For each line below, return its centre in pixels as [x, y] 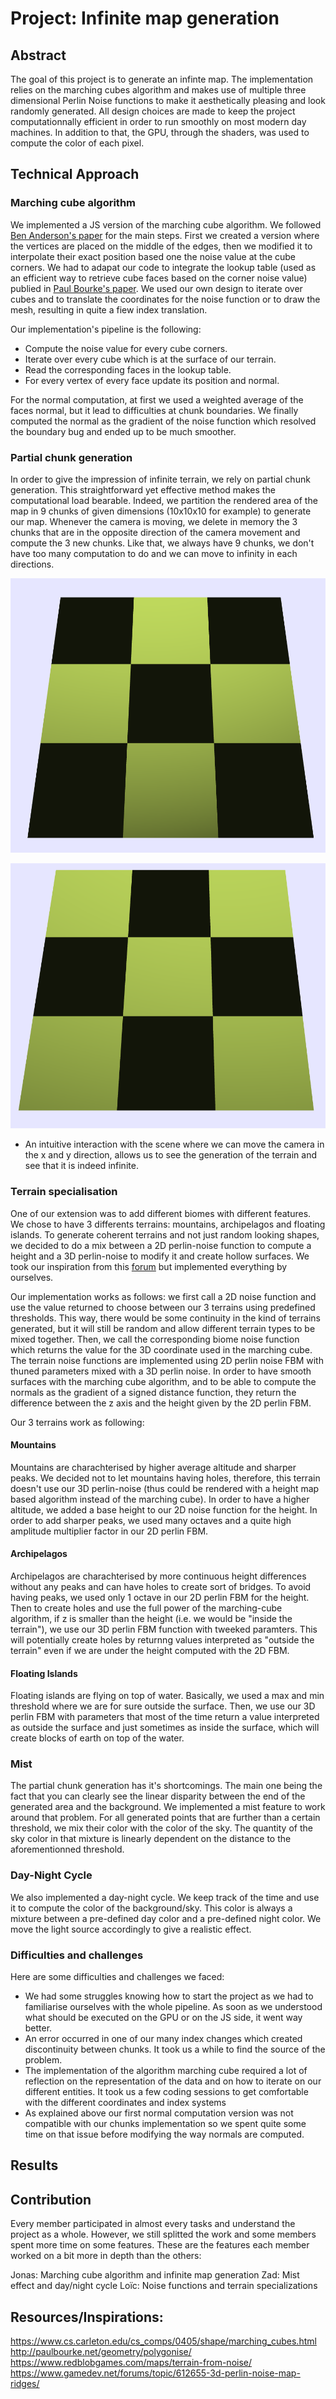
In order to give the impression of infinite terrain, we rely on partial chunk [160, 479]
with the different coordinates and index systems [125, 2103]
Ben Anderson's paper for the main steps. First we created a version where [165, 235]
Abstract [38, 55]
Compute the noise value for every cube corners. [126, 348]
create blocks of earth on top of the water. [97, 1738]
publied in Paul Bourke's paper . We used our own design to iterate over [156, 288]
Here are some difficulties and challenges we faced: [117, 1977]
